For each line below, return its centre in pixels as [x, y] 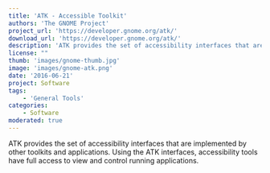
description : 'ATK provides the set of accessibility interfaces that [129, 46]
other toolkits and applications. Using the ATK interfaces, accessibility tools [133, 152]
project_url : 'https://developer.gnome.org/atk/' [93, 31]
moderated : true [35, 121]
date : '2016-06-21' [41, 76]
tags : [17, 91]
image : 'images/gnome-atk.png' [61, 68]
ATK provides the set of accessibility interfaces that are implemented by [128, 143]
